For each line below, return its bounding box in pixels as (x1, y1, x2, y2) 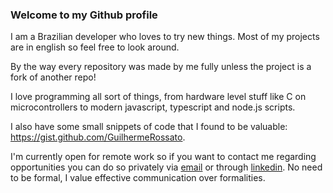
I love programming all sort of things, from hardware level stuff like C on (10, 91, 307, 103)
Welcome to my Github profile (10, 8, 158, 22)
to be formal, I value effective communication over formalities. (10, 172, 266, 184)
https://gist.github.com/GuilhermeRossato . (10, 131, 186, 143)
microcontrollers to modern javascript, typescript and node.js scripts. (10, 101, 296, 113)
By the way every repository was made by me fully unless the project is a (10, 61, 312, 73)
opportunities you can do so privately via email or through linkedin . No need (10, 161, 323, 173)
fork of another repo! (10, 71, 97, 83)
